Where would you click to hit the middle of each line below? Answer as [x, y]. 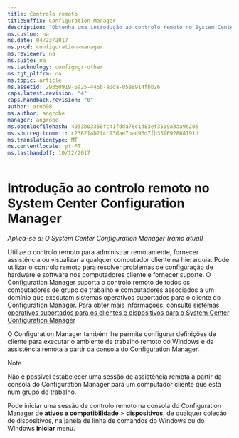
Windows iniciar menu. [42, 428]
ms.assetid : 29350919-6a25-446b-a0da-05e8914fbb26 [84, 87]
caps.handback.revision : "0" [51, 100]
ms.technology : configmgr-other [55, 67]
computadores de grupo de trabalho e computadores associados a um [111, 290]
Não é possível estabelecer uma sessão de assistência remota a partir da [115, 376]
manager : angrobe [33, 120]
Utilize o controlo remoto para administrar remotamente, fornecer [103, 252]
